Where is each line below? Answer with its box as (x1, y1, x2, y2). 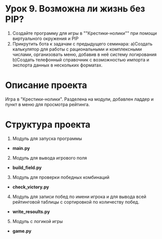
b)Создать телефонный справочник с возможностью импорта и (12, 56, 150, 62)
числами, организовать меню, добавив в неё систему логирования (12, 51, 157, 57)
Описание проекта (5, 79, 87, 91)
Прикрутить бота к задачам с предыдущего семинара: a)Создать (12, 40, 153, 46)
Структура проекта (5, 119, 91, 130)
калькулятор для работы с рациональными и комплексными (12, 46, 142, 52)
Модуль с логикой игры (12, 218, 63, 224)
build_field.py (12, 164, 42, 170)
